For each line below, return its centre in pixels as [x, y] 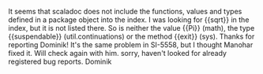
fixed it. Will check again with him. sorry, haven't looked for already [118, 53]
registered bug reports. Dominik [60, 61]
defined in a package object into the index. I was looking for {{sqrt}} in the [129, 20]
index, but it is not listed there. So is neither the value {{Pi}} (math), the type [131, 28]
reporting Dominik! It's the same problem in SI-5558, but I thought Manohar [131, 45]
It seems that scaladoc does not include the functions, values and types [125, 11]
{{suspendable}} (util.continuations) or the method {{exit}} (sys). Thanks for [131, 36]
